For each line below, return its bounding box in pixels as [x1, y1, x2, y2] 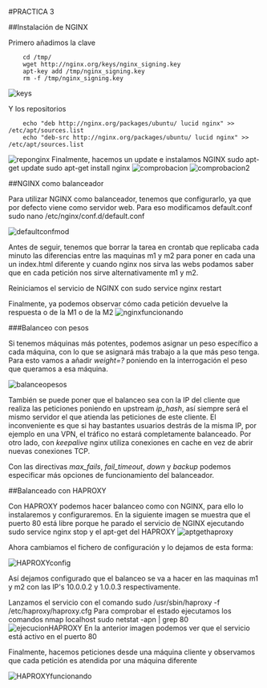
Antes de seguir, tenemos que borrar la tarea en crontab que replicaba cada [8, 242, 259, 252]
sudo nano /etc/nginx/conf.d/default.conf [8, 212, 145, 221]
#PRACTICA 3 [8, 7, 55, 16]
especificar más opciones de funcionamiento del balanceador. [8, 471, 215, 480]
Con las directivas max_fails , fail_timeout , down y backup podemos [8, 462, 231, 471]
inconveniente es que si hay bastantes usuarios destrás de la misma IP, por [8, 421, 257, 430]
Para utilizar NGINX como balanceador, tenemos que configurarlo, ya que [8, 194, 252, 204]
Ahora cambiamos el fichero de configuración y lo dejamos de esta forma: [8, 543, 254, 552]
